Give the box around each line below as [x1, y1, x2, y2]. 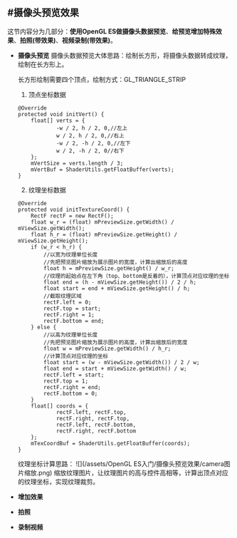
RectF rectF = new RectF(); [31, 212, 114, 219]
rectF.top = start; [43, 305, 101, 312]
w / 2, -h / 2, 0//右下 [56, 147, 125, 155]
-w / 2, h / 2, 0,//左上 [56, 124, 128, 132]
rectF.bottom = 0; [43, 390, 98, 397]
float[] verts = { [31, 117, 85, 124]
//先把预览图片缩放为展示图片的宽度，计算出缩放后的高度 [43, 259, 188, 266]
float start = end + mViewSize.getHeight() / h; [43, 284, 191, 292]
